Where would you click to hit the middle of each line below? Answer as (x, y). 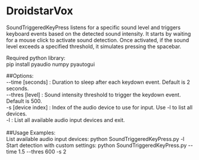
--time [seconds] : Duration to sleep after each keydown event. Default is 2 (98, 82)
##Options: (20, 76)
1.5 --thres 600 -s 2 (42, 151)
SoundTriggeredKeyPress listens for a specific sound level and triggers (93, 27)
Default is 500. (24, 101)
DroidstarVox (40, 11)
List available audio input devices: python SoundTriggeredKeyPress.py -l (95, 139)
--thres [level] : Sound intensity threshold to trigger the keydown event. (94, 95)
